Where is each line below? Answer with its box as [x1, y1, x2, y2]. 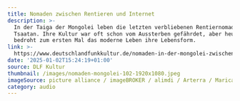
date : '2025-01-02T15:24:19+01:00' [7, 57, 114, 64]
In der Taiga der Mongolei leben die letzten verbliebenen [14, 23, 194, 31]
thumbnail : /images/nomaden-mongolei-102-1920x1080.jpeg [7, 70, 181, 77]
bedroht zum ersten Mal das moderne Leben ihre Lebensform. [14, 37, 196, 44]
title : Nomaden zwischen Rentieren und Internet [7, 10, 155, 18]
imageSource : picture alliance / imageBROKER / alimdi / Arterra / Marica [7, 76, 235, 84]
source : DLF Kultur [7, 63, 66, 70]
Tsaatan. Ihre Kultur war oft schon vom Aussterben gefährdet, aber [14, 30, 222, 38]
